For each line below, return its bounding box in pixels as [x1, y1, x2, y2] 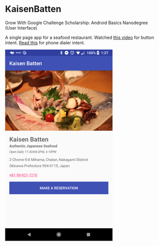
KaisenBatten [5, 3, 61, 15]
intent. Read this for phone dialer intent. [5, 39, 85, 45]
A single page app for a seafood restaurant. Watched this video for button [5, 34, 155, 40]
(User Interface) [5, 25, 38, 31]
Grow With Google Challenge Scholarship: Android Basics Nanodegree [5, 20, 148, 26]
